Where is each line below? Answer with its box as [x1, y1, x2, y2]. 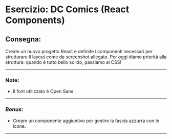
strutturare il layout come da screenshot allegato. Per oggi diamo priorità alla [5, 54, 167, 60]
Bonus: [5, 106, 24, 113]
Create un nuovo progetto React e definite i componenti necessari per [5, 49, 153, 54]
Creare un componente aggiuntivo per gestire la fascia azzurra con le [12, 118, 160, 124]
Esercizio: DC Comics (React [5, 4, 130, 15]
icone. [12, 123, 27, 129]
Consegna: [5, 35, 41, 43]
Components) [5, 14, 66, 26]
